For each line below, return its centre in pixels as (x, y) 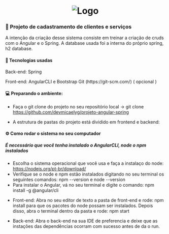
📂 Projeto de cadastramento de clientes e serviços (69, 27)
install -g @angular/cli (36, 190)
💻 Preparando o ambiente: (34, 94)
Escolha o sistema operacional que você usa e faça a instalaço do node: (88, 163)
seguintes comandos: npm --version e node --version (69, 180)
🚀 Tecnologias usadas (29, 61)
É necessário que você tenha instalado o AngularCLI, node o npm (76, 145)
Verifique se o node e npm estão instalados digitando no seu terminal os (88, 174)
